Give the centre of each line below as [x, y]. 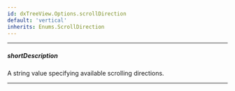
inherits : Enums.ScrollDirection [56, 27]
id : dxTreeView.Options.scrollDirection [67, 14]
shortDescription [33, 55]
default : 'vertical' [37, 20]
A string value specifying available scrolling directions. [86, 73]
